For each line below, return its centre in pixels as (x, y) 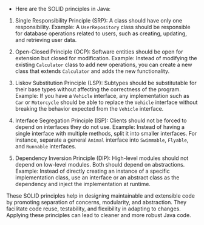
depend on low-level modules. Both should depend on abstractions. (100, 164)
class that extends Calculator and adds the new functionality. (92, 71)
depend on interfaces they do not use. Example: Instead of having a (100, 127)
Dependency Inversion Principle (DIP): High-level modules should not (102, 158)
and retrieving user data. (46, 40)
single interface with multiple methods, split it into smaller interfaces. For (106, 133)
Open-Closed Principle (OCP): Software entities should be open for (99, 52)
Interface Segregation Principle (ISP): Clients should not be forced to (101, 120)
